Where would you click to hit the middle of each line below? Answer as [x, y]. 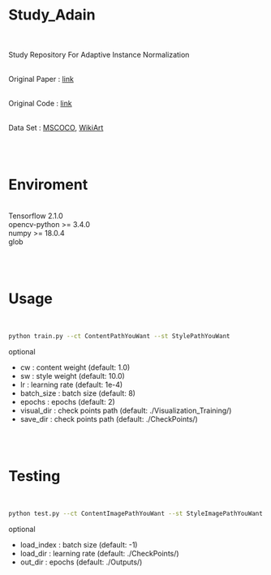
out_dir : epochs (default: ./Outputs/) [81, 562]
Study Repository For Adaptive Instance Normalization [99, 54]
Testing [34, 476]
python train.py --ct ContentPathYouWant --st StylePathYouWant [119, 336]
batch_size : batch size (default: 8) [78, 393]
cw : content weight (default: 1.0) [75, 367]
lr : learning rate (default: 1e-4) [71, 384]
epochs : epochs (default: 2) [67, 401]
